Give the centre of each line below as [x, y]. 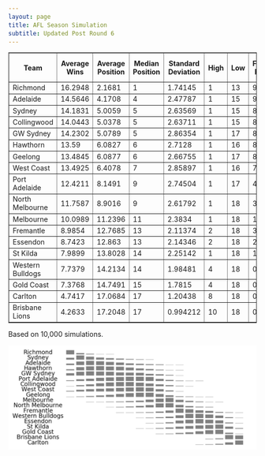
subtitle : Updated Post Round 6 [61, 33]
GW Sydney [32, 133]
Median [146, 64]
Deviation [185, 72]
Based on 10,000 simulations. [56, 334]
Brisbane [27, 308]
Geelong [27, 156]
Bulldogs [27, 273]
